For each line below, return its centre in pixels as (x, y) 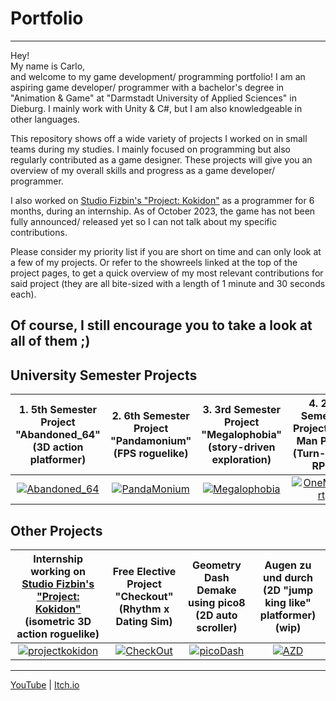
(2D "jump (288, 590)
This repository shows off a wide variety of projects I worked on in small (159, 138)
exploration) (241, 460)
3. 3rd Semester (242, 410)
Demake (216, 590)
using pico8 (217, 602)
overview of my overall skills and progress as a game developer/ (143, 170)
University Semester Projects (104, 375)
